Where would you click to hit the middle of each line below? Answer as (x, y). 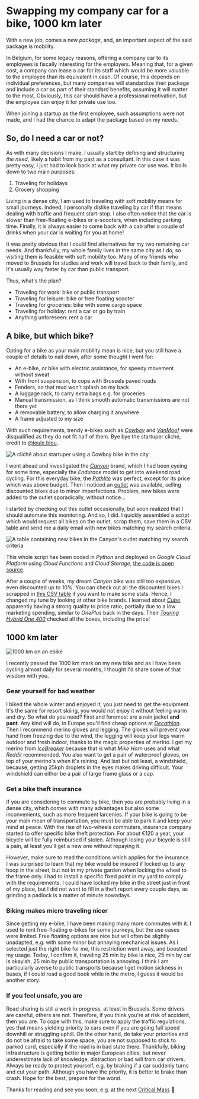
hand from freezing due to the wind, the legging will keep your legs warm (95, 736)
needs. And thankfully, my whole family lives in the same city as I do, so (94, 250)
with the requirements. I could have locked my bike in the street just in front (98, 882)
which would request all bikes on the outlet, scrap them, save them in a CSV (99, 521)
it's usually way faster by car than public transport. (68, 269)
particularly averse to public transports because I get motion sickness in (94, 968)
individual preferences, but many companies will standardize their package (98, 83)
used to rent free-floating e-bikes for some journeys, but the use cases (93, 930)
